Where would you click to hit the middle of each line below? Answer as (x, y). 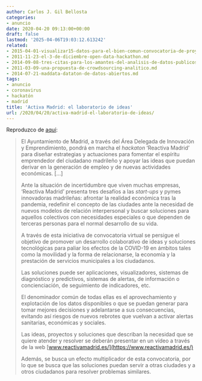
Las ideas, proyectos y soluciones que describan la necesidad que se (107, 335)
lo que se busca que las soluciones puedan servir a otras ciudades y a (108, 365)
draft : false (23, 34)
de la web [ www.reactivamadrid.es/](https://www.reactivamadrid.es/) (107, 347)
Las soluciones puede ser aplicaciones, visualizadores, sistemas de (105, 272)
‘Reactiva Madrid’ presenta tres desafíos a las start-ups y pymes (101, 192)
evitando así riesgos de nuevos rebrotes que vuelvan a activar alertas (107, 316)
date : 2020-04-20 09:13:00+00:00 (48, 29)
